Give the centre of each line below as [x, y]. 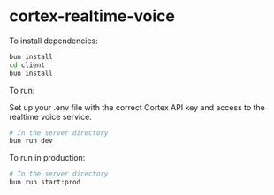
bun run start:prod [45, 183]
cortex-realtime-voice [92, 16]
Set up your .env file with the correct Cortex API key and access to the [137, 107]
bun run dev [31, 141]
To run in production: [47, 158]
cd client [27, 65]
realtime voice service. [51, 116]
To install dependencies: [54, 41]
